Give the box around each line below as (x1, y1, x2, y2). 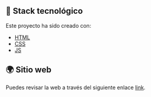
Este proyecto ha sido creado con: (5, 22, 92, 29)
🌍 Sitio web (5, 64, 52, 75)
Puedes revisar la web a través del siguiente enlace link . (5, 84, 146, 91)
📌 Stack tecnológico (5, 6, 83, 16)
